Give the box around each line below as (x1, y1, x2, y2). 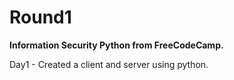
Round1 (9, 6, 72, 29)
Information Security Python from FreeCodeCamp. (9, 39, 224, 51)
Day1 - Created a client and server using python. (9, 58, 209, 70)
